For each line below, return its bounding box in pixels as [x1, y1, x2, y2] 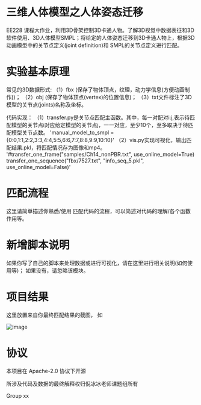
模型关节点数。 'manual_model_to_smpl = [11, 129, 114, 136]
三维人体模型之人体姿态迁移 [6, 5, 144, 19]
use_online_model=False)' [6, 163, 71, 170]
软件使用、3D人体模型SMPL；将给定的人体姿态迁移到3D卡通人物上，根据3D [6, 34, 195, 41]
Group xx [6, 392, 29, 399]
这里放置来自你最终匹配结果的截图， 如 [6, 311, 103, 318]
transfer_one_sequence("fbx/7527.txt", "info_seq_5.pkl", [6, 157, 144, 164]
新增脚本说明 [6, 238, 70, 252]
